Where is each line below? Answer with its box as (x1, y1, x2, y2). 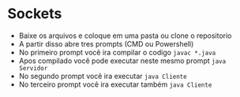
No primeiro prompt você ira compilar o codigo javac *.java (18, 47, 216, 57)
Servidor (18, 64, 48, 72)
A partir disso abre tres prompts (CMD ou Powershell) (18, 39, 194, 48)
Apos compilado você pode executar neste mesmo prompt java (18, 56, 227, 65)
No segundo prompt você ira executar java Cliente (18, 71, 187, 80)
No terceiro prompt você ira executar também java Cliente (18, 80, 212, 89)
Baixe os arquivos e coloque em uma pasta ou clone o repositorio (18, 31, 232, 40)
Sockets (7, 5, 62, 23)
